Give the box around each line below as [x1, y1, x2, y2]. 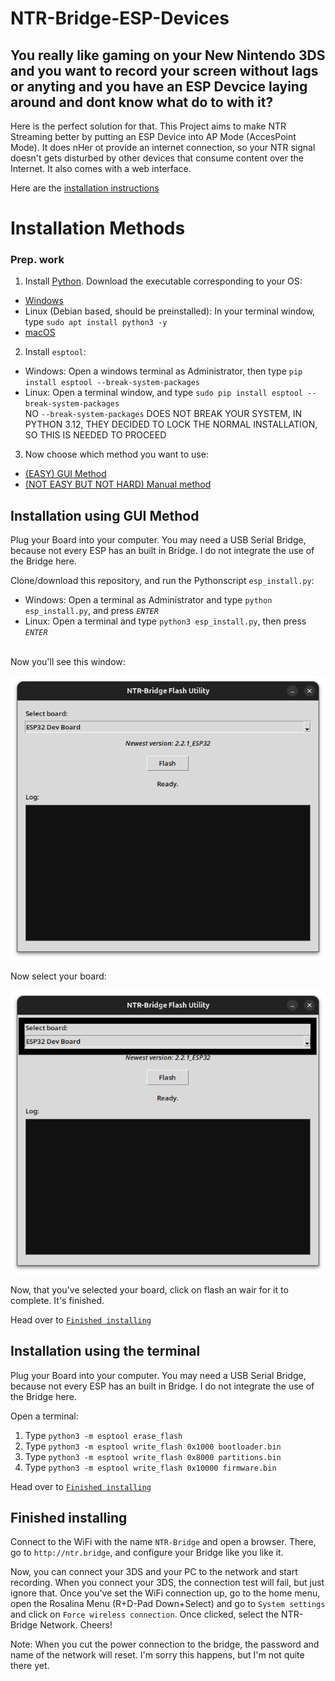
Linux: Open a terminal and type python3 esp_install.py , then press [24, 615, 307, 627]
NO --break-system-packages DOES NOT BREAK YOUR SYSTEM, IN [24, 408, 303, 420]
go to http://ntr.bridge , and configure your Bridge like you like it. [10, 1547, 284, 1559]
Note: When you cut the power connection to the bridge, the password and [10, 1638, 320, 1651]
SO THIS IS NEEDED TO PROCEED [24, 429, 167, 441]
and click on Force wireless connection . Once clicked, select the [10, 1608, 280, 1621]
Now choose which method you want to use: [24, 448, 209, 461]
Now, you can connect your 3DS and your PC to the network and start [10, 1566, 298, 1578]
